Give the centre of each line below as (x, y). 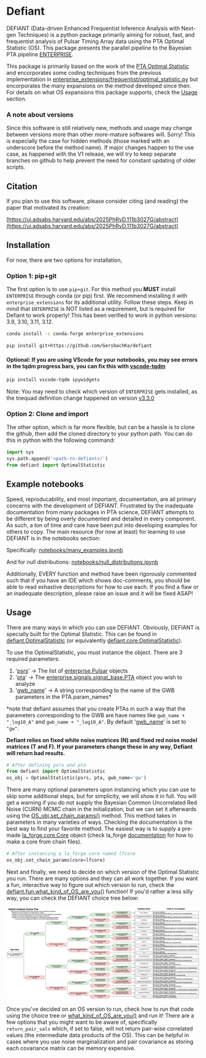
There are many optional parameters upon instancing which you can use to (101, 790)
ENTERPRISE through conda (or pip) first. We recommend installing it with (97, 296)
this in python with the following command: (61, 440)
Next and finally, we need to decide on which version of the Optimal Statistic (103, 872)
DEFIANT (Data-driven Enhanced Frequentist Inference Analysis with (93, 28)
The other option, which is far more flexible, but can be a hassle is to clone (101, 427)
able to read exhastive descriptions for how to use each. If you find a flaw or (103, 587)
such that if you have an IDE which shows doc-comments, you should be (98, 580)
